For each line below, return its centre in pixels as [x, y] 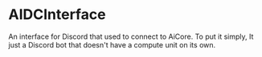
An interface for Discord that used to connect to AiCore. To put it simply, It [131, 36]
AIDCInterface [57, 15]
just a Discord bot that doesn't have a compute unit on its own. [112, 44]
